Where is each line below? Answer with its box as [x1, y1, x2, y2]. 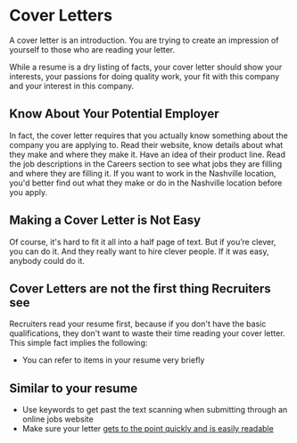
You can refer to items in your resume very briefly [21, 355, 205, 365]
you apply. [9, 186, 47, 197]
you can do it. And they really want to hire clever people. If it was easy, [9, 246, 269, 257]
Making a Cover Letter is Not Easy [9, 213, 202, 228]
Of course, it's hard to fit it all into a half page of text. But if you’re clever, [9, 236, 276, 247]
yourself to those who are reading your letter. [9, 44, 176, 54]
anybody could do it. [9, 255, 85, 266]
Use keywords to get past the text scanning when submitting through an [21, 405, 288, 415]
